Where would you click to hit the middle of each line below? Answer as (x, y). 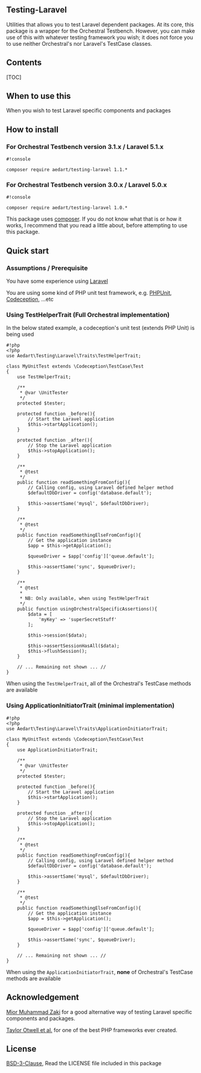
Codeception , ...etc (30, 299)
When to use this (39, 96)
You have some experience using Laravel (57, 281)
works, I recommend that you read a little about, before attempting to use (97, 225)
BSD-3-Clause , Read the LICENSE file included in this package (84, 1063)
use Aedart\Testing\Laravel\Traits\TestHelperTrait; (74, 356)
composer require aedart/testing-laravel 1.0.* (67, 208)
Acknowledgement (43, 997)
